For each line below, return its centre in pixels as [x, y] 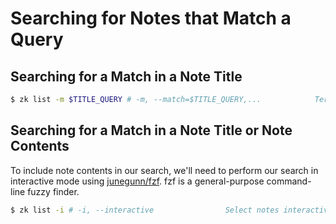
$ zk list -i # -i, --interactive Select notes [145, 210]
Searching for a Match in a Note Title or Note [151, 130]
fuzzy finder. [53, 191]
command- [289, 181]
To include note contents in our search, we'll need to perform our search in [164, 170]
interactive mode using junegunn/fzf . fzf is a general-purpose [137, 181]
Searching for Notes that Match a [151, 18]
